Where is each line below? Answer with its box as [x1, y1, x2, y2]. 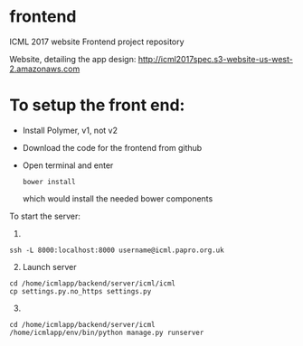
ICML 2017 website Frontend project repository [9, 36, 185, 47]
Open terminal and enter [22, 160, 114, 171]
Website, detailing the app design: [9, 53, 137, 64]
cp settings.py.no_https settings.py [9, 286, 152, 295]
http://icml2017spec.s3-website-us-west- [137, 53, 294, 64]
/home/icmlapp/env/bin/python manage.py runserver [9, 328, 204, 337]
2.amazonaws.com [9, 63, 80, 74]
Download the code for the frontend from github [22, 142, 203, 153]
